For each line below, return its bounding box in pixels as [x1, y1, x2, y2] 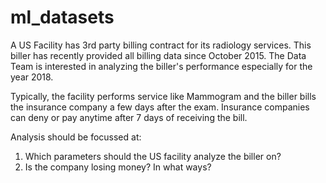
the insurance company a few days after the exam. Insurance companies [10, 101, 310, 113]
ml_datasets [10, 6, 115, 29]
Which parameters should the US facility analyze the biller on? [24, 150, 282, 162]
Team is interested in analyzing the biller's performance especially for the [10, 60, 313, 72]
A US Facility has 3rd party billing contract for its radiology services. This [10, 39, 312, 51]
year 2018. [10, 71, 54, 83]
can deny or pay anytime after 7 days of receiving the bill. [10, 111, 248, 123]
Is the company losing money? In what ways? [24, 161, 212, 173]
